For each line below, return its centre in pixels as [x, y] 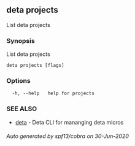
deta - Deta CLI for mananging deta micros [69, 122]
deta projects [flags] [35, 66]
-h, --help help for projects [53, 94]
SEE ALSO [22, 109]
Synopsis [21, 40]
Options [18, 81]
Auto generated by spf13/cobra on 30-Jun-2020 [67, 136]
